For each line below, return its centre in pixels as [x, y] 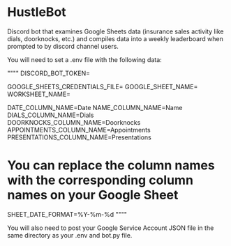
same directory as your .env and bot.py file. [70, 235]
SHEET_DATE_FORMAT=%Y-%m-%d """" [67, 214]
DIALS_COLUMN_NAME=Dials [51, 115]
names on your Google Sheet [93, 195]
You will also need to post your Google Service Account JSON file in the [111, 228]
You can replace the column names [111, 166]
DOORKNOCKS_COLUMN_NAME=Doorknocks [74, 122]
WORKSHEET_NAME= [39, 94]
